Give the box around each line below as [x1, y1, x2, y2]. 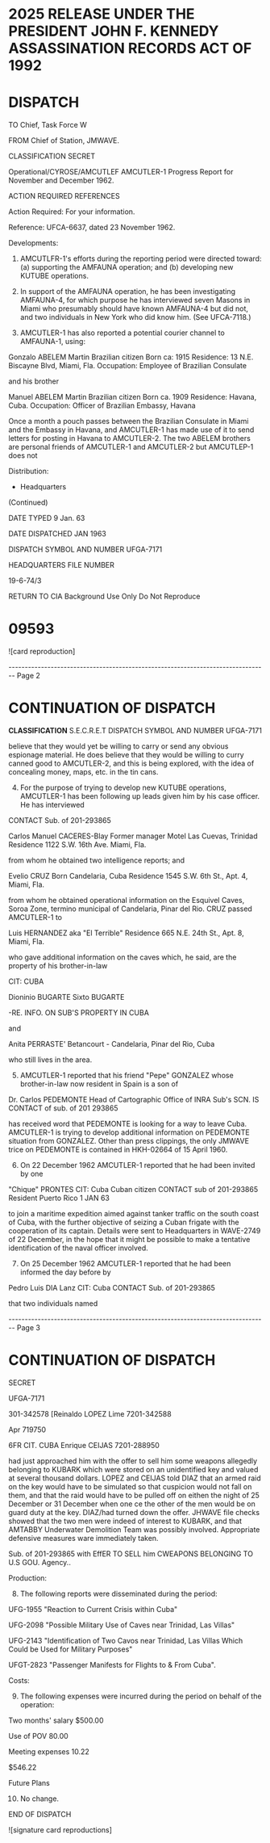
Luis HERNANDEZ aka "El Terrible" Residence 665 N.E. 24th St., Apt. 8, [8, 928, 244, 938]
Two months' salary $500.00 [8, 1715, 104, 1725]
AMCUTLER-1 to [8, 913, 63, 921]
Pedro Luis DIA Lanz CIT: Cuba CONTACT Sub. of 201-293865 [8, 1283, 216, 1292]
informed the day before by [19, 1267, 111, 1277]
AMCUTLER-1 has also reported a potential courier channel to [19, 328, 226, 338]
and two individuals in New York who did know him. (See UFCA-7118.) [19, 313, 251, 322]
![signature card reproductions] [8, 1824, 113, 1834]
